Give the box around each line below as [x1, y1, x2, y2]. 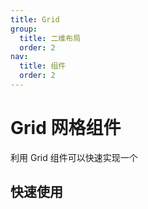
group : [10, 24, 38, 34]
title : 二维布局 [19, 33, 82, 43]
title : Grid [10, 14, 60, 25]
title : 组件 [19, 61, 67, 71]
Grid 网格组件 [10, 117, 122, 140]
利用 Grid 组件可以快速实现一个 [10, 151, 138, 163]
